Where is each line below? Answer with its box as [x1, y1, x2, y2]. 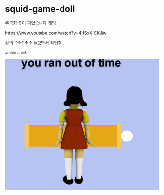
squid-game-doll [5, 3, 75, 15]
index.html [5, 50, 27, 55]
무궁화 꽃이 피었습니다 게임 [5, 20, 56, 26]
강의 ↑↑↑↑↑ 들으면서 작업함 [5, 40, 62, 46]
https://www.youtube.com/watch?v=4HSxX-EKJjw [5, 30, 107, 35]
